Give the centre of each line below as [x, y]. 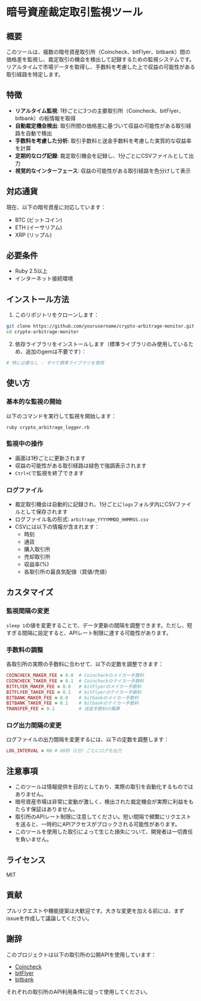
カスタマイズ [30, 593]
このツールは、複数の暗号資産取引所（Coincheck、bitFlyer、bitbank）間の [98, 52]
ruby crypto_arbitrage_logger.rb [48, 427]
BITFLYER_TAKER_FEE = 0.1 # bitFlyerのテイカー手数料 [74, 692]
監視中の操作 [25, 443]
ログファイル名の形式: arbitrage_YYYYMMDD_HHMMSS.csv [82, 519]
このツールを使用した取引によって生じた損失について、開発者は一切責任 [104, 832]
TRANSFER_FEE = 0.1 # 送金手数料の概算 [63, 709]
